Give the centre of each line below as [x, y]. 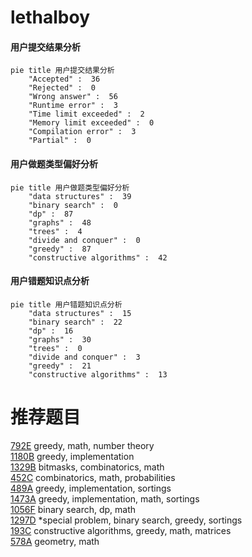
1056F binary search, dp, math [73, 509]
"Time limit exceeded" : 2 [86, 114]
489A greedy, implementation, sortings [91, 488]
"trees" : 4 [55, 231]
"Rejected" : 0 [62, 88]
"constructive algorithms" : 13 [98, 374]
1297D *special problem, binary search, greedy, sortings [126, 520]
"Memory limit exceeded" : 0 [91, 123]
